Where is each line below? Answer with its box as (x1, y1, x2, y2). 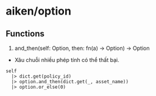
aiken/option (5, 4, 71, 18)
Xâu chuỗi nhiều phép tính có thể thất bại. (14, 57, 119, 63)
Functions (5, 29, 45, 39)
